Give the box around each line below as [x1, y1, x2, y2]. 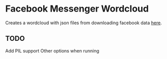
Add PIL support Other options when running [5, 47, 99, 53]
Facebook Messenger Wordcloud [5, 3, 149, 15]
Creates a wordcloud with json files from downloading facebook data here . [5, 20, 162, 26]
